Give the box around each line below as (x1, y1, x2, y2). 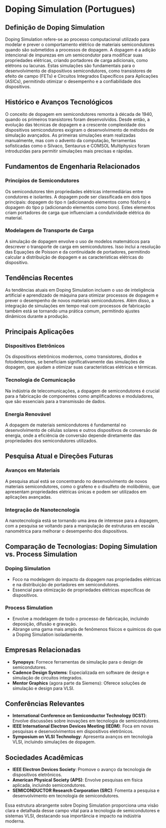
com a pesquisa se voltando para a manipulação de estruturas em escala (5, 522, 155, 528)
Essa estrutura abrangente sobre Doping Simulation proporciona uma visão (5, 802, 159, 808)
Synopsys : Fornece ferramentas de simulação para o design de (12, 659, 143, 665)
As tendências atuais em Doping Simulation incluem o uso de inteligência (5, 287, 155, 293)
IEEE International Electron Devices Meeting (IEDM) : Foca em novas (12, 723, 154, 729)
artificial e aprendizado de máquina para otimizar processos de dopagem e (5, 292, 159, 298)
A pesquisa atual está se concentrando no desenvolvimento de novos (5, 478, 148, 484)
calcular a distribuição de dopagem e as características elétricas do (5, 254, 144, 260)
